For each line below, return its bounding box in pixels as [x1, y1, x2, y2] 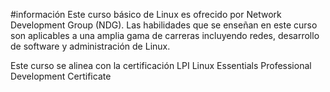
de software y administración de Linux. [10, 40, 171, 52]
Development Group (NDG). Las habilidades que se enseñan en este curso [10, 19, 318, 31]
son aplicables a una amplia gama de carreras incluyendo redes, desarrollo [10, 30, 320, 41]
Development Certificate [10, 70, 112, 82]
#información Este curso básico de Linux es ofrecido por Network [10, 9, 282, 20]
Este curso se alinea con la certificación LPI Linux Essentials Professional [10, 60, 312, 71]
